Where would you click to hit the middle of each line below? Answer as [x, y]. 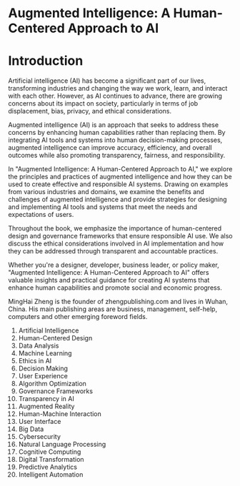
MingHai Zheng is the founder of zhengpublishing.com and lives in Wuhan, [118, 302]
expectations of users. [41, 215]
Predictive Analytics [48, 467]
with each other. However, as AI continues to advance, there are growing [115, 96]
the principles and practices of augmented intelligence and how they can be [120, 177]
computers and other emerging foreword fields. [78, 317]
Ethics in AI [35, 361]
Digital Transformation [51, 460]
